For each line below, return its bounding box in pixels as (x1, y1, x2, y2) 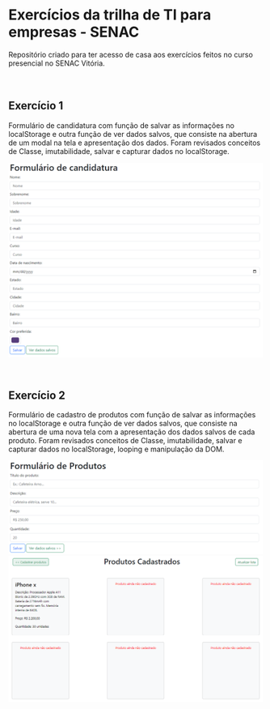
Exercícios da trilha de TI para (8, 6, 212, 24)
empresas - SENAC (8, 23, 140, 41)
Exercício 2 (8, 389, 66, 403)
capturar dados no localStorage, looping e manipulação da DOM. (8, 444, 225, 455)
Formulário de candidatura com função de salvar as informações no (8, 120, 234, 130)
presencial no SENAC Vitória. (8, 58, 105, 68)
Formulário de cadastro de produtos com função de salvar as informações (8, 410, 256, 420)
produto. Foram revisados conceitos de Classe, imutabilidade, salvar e (8, 436, 243, 446)
